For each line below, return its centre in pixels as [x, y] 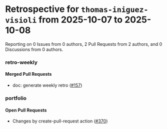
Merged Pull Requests [28, 74]
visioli [21, 21]
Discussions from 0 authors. [34, 49]
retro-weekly [21, 62]
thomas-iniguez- [114, 10]
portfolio [16, 98]
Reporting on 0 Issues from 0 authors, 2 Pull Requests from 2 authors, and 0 [84, 44]
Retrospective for [42, 9]
